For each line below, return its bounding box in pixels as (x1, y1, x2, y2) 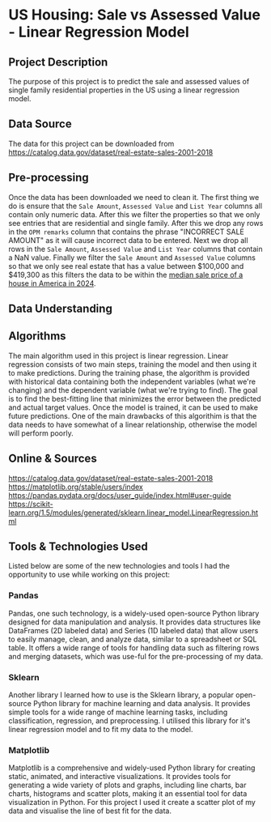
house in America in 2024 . (8, 278, 96, 288)
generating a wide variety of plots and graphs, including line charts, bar (8, 780, 247, 790)
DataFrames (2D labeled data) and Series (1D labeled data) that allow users (8, 625, 259, 635)
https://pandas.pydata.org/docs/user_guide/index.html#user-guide (8, 490, 232, 500)
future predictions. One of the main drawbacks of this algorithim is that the (8, 411, 257, 420)
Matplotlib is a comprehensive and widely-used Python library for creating (8, 763, 256, 773)
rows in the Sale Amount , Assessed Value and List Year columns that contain (8, 244, 263, 253)
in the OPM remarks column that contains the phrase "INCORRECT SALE (8, 227, 244, 236)
